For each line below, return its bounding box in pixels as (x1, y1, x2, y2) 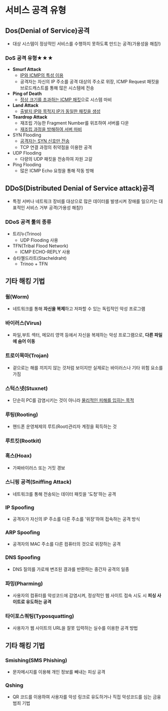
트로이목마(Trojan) (5, 352, 49, 359)
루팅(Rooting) (5, 411, 38, 418)
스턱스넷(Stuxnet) (5, 385, 48, 392)
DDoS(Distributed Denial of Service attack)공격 (5, 184, 154, 193)
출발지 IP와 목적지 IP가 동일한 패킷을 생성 (20, 108, 101, 114)
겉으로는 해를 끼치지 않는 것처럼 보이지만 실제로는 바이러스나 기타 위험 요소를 (12, 364, 163, 370)
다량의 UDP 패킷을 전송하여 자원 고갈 (20, 156, 93, 162)
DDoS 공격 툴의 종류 (5, 218, 52, 225)
